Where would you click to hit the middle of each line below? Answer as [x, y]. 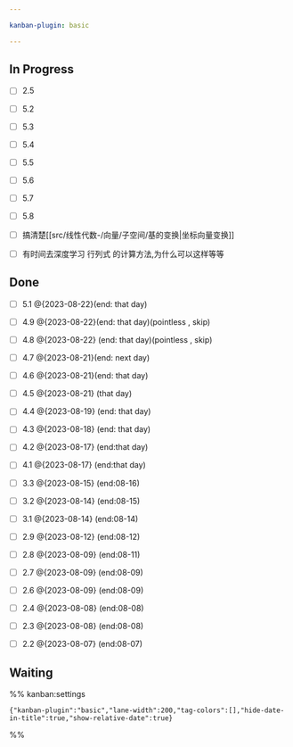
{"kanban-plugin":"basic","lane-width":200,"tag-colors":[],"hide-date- [147, 710]
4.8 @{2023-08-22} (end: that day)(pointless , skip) [117, 340]
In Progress [41, 69]
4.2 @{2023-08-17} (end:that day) [85, 447]
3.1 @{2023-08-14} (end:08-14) [80, 519]
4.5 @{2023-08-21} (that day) [77, 394]
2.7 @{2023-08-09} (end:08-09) [83, 572]
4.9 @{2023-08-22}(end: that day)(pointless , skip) [116, 321]
